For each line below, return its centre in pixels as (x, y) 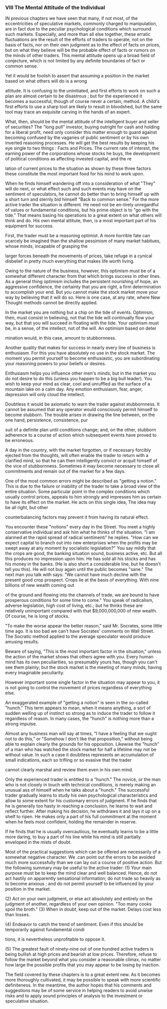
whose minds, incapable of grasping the (47, 246)
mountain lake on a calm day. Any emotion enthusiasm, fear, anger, (74, 389)
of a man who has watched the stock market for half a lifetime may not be (81, 750)
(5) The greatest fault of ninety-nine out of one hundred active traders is (79, 949)
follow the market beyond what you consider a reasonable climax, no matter (83, 960)
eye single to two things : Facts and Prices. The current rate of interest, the (82, 148)
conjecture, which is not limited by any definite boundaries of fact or (75, 61)
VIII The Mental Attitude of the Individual (55, 7)
